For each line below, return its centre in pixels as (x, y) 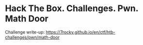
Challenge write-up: (25, 32)
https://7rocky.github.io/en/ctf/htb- (80, 32)
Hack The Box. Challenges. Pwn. (72, 8)
